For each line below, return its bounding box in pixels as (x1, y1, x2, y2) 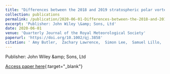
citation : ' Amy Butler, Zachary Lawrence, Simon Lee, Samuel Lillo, (5, 40, 162, 45)
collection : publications (5, 12, 60, 17)
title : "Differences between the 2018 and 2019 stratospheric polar (5, 7, 153, 12)
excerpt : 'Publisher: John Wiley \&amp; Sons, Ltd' (5, 21, 116, 26)
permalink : (5, 16, 28, 21)
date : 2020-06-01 (5, 26, 42, 31)
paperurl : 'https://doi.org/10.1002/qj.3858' (5, 35, 103, 40)
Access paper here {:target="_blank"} (5, 63, 83, 69)
